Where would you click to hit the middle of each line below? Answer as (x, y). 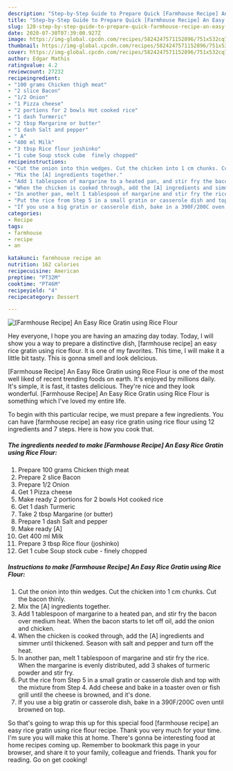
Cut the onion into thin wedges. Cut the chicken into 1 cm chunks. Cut (117, 592)
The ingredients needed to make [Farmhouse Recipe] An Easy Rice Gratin (116, 445)
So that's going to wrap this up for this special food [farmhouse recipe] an (113, 723)
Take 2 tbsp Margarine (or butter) (65, 514)
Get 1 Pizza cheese (45, 492)
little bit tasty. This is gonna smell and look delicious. (83, 358)
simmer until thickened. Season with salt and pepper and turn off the (115, 643)
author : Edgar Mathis (39, 59)
